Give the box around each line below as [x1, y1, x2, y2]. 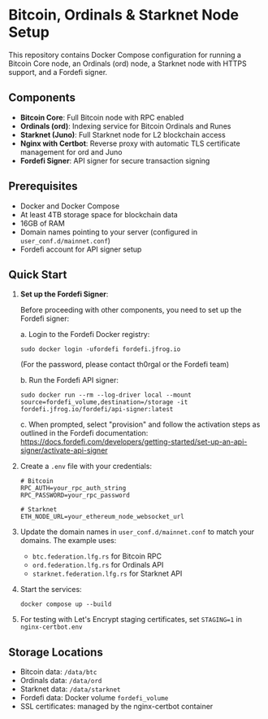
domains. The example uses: [19, 536, 117, 546]
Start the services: [19, 585, 83, 594]
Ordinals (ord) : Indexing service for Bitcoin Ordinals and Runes [19, 121, 231, 131]
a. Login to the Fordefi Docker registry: [19, 330, 150, 340]
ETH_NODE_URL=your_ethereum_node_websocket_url [19, 513, 184, 521]
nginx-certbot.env [19, 623, 83, 632]
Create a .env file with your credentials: [19, 462, 153, 471]
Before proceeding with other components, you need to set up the [19, 305, 242, 315]
